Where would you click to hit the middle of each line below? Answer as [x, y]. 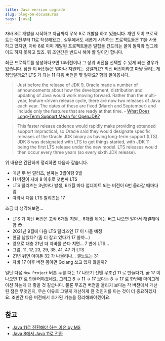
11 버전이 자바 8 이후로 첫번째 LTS [45, 179]
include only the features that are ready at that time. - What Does [83, 111]
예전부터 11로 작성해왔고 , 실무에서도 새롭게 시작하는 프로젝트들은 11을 [81, 40]
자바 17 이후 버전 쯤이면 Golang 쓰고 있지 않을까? [60, 262]
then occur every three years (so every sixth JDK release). [77, 152]
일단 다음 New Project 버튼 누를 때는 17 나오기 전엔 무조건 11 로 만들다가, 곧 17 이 [83, 273]
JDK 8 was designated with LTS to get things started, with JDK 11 [83, 142]
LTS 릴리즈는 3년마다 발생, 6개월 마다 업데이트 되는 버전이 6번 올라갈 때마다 [85, 186]
